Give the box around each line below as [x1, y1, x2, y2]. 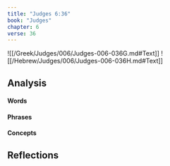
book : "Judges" [7, 17, 52, 24]
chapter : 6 [7, 23, 40, 30]
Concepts [7, 129, 37, 137]
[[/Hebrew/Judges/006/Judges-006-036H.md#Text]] [7, 57, 164, 65]
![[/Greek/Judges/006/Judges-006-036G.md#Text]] [7, 49, 160, 58]
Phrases [7, 113, 32, 121]
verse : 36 [7, 30, 37, 37]
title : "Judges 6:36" [7, 10, 71, 18]
